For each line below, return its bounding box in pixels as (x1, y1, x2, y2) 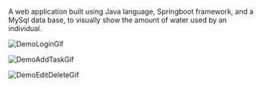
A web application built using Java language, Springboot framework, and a (8, 7, 254, 16)
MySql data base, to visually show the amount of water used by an (8, 15, 227, 25)
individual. (8, 24, 42, 33)
